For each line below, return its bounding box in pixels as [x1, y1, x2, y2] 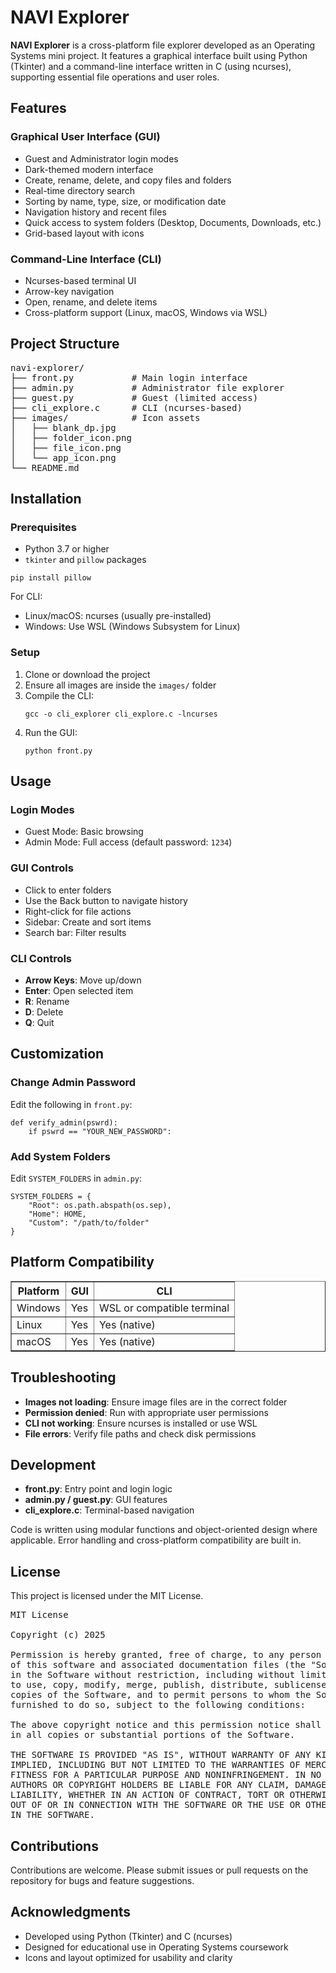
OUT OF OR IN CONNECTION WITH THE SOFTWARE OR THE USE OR [10, 1799, 301, 1811]
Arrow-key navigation [24, 285, 115, 297]
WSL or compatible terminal [98, 1301, 230, 1315]
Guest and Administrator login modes [24, 152, 179, 165]
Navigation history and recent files [24, 206, 167, 218]
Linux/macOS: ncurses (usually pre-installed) [24, 610, 212, 622]
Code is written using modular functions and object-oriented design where [10, 1524, 318, 1536]
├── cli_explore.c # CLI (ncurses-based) [10, 402, 243, 413]
